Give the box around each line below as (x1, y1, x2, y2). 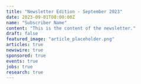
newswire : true (6, 47, 44, 53)
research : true (6, 69, 44, 75)
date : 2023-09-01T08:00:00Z (6, 14, 76, 20)
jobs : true (6, 63, 33, 70)
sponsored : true (6, 53, 46, 59)
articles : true (6, 42, 44, 48)
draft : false (6, 31, 38, 37)
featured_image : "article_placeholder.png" (6, 36, 115, 42)
